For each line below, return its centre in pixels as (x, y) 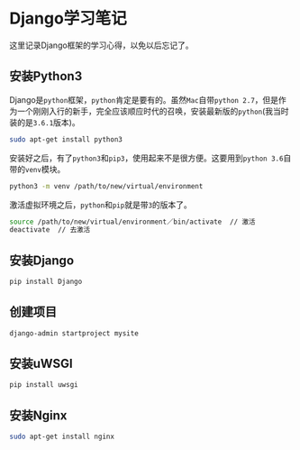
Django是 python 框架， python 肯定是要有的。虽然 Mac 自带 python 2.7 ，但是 (144, 99)
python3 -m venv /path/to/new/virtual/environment (106, 186)
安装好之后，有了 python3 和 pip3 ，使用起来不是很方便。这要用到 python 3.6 (146, 158)
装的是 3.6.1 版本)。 (45, 122)
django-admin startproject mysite (74, 333)
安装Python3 (46, 76)
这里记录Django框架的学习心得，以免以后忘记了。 (101, 45)
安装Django (42, 260)
